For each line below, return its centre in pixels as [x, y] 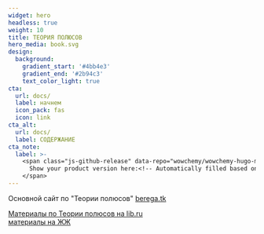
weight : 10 [26, 30]
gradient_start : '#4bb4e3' [66, 67]
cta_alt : [22, 125]
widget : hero [29, 15]
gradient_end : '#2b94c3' [63, 74]
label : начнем [38, 103]
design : [21, 52]
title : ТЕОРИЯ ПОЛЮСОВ [45, 37]
